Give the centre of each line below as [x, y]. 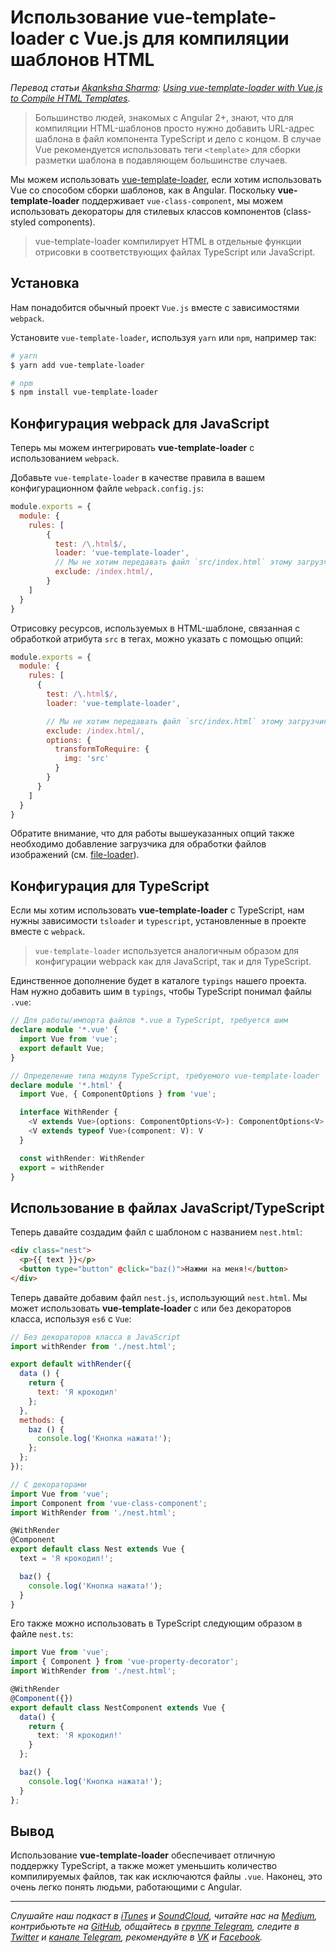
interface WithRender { [68, 1112]
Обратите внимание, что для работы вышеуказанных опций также [152, 833]
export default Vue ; [62, 1048]
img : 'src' [86, 759]
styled [23, 222]
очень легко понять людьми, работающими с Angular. [126, 1887]
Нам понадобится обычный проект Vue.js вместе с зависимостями [155, 307]
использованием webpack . [65, 458]
